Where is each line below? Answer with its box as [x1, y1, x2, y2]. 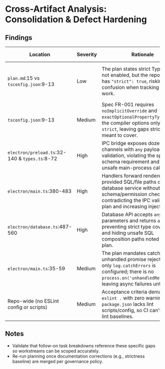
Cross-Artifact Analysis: [5, 3, 107, 15]
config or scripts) [7, 304, 48, 311]
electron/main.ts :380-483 [7, 188, 72, 195]
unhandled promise [101, 256, 146, 262]
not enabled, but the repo [101, 72, 161, 78]
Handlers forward [101, 172, 142, 179]
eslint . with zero [101, 295, 145, 301]
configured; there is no [101, 268, 154, 275]
